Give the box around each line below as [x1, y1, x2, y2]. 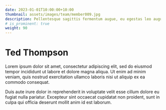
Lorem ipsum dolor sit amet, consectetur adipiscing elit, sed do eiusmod [5, 63, 152, 69]
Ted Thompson [5, 47, 69, 58]
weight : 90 [5, 26, 28, 31]
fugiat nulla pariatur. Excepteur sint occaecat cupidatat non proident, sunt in [5, 94, 160, 100]
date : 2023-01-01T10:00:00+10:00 [5, 7, 74, 12]
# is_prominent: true [5, 21, 50, 26]
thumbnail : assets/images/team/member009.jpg [5, 12, 100, 17]
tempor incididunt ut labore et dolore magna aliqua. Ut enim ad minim [5, 69, 146, 75]
